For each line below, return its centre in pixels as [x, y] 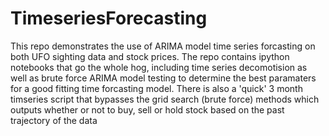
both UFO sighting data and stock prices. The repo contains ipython [150, 56]
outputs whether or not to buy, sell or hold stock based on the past [147, 109]
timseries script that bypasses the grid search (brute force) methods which [165, 99]
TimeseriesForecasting [109, 18]
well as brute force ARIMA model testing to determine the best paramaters [163, 78]
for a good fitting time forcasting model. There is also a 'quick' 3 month [156, 88]
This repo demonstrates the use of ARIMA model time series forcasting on [163, 46]
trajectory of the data [54, 120]
